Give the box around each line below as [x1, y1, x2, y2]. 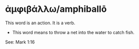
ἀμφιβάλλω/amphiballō [5, 3, 107, 15]
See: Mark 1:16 [5, 39, 35, 45]
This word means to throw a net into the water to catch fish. [12, 29, 135, 35]
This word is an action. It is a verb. [5, 20, 75, 26]
